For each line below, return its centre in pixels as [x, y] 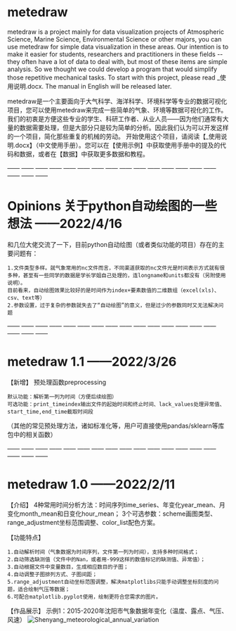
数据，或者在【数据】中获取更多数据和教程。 [84, 154]
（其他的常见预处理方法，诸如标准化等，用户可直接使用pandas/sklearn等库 [116, 426]
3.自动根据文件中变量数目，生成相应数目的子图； [68, 567]
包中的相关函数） [32, 434]
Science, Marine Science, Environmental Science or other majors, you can [114, 39]
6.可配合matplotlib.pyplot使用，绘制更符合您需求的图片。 [84, 597]
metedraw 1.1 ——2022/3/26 [92, 362]
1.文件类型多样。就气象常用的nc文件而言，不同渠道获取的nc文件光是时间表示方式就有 [113, 268]
